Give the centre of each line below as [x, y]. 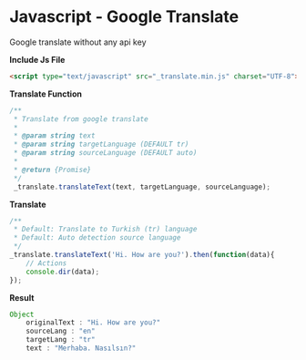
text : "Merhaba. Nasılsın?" [81, 348]
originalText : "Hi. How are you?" [93, 323]
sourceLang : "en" [61, 331]
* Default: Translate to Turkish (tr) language [105, 230]
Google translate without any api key [78, 42]
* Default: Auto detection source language [97, 238]
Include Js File [37, 59]
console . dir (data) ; [63, 272]
